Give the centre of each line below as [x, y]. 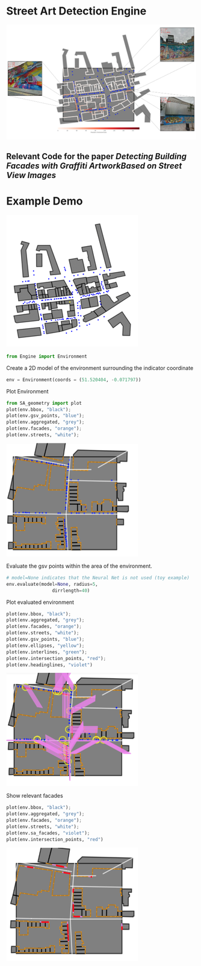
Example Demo [45, 201]
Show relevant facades [35, 796]
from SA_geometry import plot [44, 403]
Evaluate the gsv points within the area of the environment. [79, 566]
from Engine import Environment [47, 356]
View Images [31, 175]
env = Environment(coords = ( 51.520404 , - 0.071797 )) [74, 380]
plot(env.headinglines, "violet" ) [50, 665]
